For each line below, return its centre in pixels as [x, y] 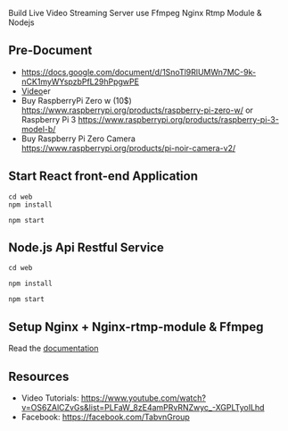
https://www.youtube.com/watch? [144, 398]
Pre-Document [50, 51]
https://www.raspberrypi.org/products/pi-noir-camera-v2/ [128, 148]
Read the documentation [53, 349]
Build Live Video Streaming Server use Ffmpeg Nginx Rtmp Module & [135, 13]
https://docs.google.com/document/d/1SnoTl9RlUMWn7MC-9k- [138, 72]
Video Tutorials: [50, 398]
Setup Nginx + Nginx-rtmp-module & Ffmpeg [136, 327]
